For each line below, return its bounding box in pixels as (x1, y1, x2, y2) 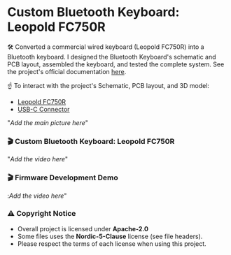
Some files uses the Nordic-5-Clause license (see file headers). (17, 232, 203, 240)
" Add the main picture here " (7, 118, 89, 126)
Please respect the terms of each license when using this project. (17, 239, 206, 248)
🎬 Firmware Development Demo (7, 173, 118, 182)
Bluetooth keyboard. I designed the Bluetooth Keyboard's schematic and (7, 52, 216, 61)
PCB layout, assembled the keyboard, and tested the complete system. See (7, 60, 225, 68)
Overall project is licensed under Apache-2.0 (17, 224, 149, 233)
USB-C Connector (17, 105, 70, 113)
